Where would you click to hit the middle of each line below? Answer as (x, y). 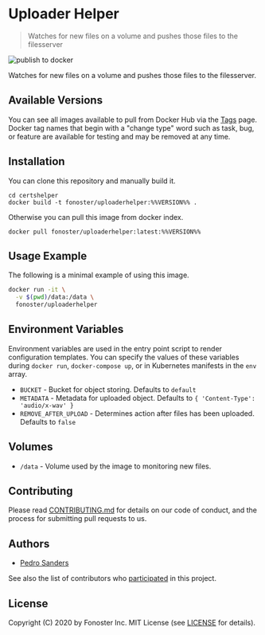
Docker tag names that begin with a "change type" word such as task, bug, (131, 127)
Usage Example (48, 256)
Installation (37, 161)
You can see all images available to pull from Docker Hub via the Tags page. (132, 120)
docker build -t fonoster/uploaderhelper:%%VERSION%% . (103, 202)
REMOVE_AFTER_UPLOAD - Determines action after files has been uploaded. (137, 413)
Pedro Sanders (44, 563)
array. (18, 374)
